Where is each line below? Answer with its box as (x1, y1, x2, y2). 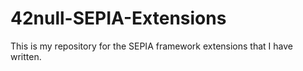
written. (10, 50, 42, 62)
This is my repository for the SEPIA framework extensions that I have (10, 40, 293, 52)
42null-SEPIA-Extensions (10, 7, 227, 30)
